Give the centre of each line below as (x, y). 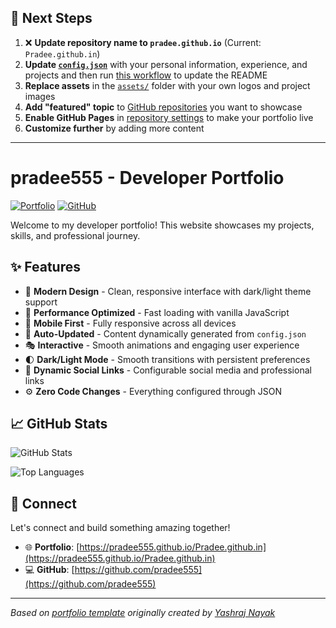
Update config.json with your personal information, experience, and (166, 64)
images (40, 96)
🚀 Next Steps (51, 18)
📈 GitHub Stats (59, 423)
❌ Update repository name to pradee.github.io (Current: (143, 42)
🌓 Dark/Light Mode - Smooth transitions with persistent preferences (167, 359)
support (41, 302)
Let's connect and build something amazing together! (120, 528)
